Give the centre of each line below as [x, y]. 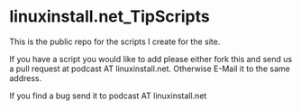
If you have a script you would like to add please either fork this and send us [151, 59]
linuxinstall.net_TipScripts [109, 17]
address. [26, 78]
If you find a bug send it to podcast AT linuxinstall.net [108, 96]
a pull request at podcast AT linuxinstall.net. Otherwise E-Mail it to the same [150, 69]
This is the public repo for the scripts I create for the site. [115, 41]
